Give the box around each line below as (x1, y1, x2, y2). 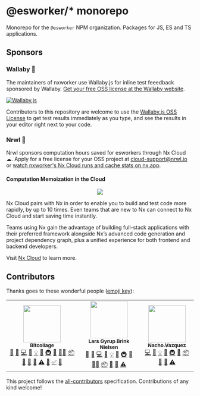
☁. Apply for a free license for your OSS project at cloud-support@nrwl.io (6, 155, 187, 162)
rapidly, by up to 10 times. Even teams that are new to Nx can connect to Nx (6, 206, 192, 213)
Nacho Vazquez (148, 342, 186, 349)
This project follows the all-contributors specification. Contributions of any (6, 378, 189, 385)
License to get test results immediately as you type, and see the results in (6, 114, 186, 121)
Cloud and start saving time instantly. (6, 212, 97, 219)
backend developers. (6, 243, 58, 250)
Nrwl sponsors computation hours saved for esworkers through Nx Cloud (6, 149, 186, 156)
